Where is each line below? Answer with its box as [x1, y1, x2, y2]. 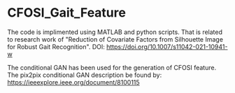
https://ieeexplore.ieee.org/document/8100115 [7, 78, 140, 86]
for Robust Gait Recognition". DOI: [7, 42, 105, 51]
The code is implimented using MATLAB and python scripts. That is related [7, 28, 222, 36]
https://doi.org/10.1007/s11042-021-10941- [106, 42, 228, 51]
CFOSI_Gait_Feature [7, 5, 126, 21]
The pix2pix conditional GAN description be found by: [7, 71, 162, 79]
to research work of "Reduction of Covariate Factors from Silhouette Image [7, 35, 224, 43]
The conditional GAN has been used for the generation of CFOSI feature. [7, 63, 217, 71]
